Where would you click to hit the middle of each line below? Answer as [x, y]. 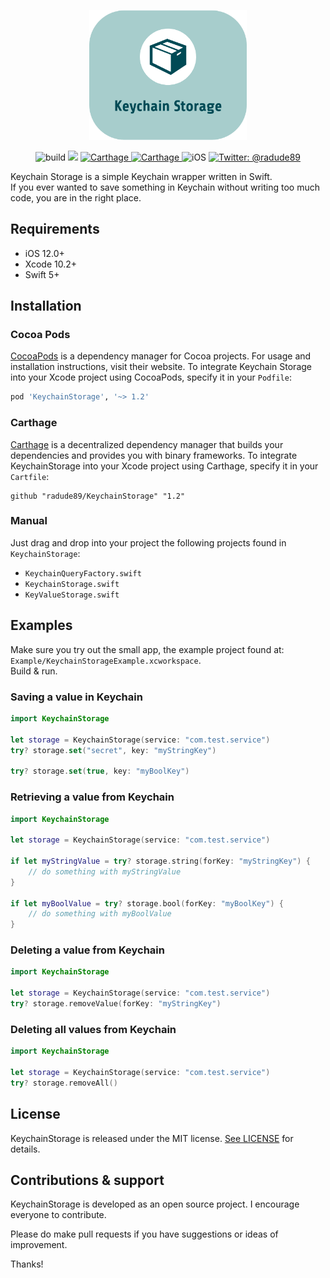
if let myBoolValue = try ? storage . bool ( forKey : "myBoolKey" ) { [147, 903]
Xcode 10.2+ [51, 264]
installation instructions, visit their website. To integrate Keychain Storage [161, 367]
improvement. [39, 1245]
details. [25, 1149]
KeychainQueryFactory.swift [83, 573]
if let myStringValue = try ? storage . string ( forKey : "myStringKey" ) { [160, 861]
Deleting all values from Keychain [93, 1029]
